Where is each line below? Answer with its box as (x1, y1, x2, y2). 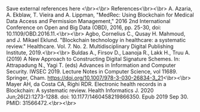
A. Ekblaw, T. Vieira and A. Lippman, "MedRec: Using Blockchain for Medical (6, 11, 194, 18)
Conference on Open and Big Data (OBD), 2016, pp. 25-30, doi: (6, 24, 161, 31)
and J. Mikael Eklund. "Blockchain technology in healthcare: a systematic (6, 37, 186, 43)
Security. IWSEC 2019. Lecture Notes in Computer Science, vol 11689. (6, 68, 178, 75)
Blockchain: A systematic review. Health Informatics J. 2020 (6, 87, 154, 94)
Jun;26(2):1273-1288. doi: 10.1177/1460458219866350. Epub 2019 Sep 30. (6, 93, 189, 100)
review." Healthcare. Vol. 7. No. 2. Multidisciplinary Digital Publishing (6, 43, 174, 50)
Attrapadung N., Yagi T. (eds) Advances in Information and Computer (6, 62, 176, 69)
